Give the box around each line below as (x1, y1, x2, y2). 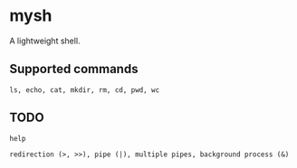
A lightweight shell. (9, 35, 81, 46)
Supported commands (9, 61, 139, 77)
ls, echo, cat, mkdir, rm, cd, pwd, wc (9, 85, 160, 95)
